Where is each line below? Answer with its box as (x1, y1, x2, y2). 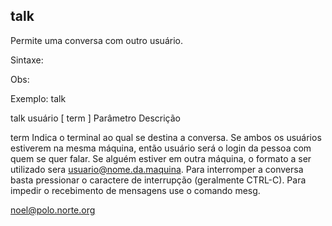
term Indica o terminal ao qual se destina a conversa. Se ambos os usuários (10, 131, 322, 143)
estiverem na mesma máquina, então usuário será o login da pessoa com (10, 142, 312, 154)
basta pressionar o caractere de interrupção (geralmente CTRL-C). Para (10, 174, 307, 186)
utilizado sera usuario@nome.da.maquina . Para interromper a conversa (10, 163, 304, 175)
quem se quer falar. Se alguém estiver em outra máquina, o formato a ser (10, 152, 312, 164)
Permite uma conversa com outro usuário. (10, 34, 183, 46)
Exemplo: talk (10, 92, 67, 104)
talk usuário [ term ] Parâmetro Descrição (10, 112, 181, 124)
